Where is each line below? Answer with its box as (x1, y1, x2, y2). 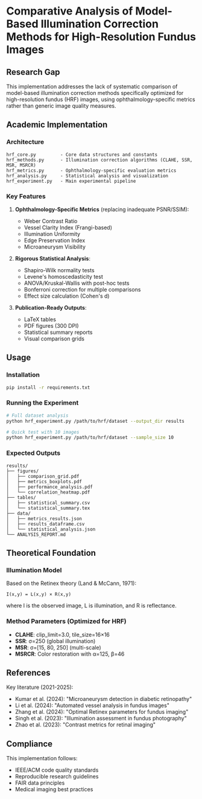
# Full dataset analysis (6, 413, 69, 419)
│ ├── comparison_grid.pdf (6, 473, 80, 479)
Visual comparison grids (24, 334, 84, 342)
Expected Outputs (6, 449, 61, 457)
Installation (6, 371, 40, 379)
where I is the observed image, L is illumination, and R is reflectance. (6, 602, 177, 609)
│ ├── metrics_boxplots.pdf (6, 478, 83, 484)
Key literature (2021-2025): (6, 683, 74, 691)
